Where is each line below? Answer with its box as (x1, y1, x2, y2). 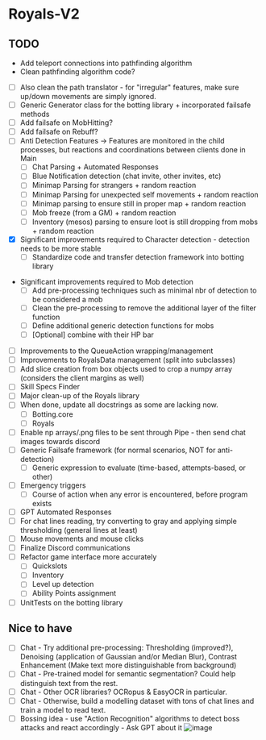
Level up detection (31, 580, 94, 589)
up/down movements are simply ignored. (19, 92, 157, 102)
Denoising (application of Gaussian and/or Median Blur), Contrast (19, 652, 238, 662)
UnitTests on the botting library (19, 597, 123, 607)
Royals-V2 (8, 5, 81, 23)
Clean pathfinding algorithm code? (19, 67, 135, 77)
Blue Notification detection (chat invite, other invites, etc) (31, 171, 222, 181)
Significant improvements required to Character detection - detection (19, 235, 250, 244)
